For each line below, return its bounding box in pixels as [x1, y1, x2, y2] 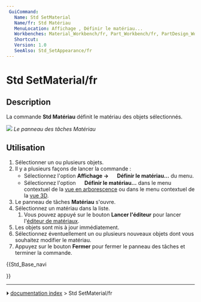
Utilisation [6, 143, 45, 153]
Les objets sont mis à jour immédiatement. [14, 224, 120, 231]
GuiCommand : [8, 8, 39, 15]
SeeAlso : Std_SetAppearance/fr [14, 48, 93, 54]
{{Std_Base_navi [6, 261, 47, 268]
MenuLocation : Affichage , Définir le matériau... [14, 25, 144, 32]
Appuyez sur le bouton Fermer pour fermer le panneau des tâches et [14, 243, 185, 250]
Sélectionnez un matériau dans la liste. [14, 205, 111, 212]
